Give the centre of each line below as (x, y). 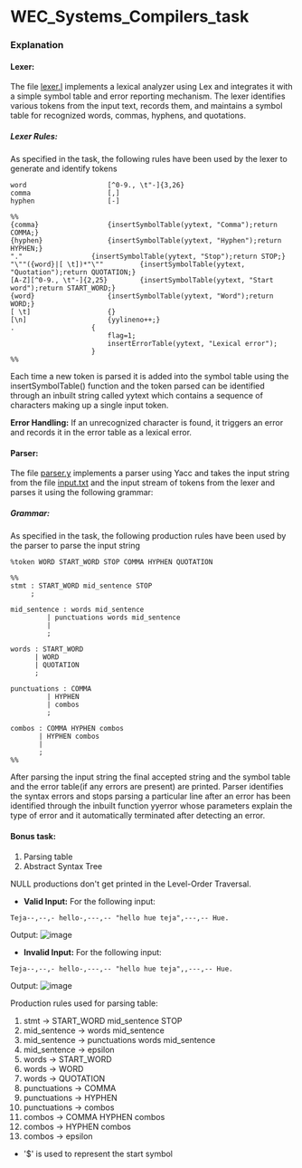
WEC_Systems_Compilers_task (130, 17)
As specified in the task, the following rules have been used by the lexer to (149, 159)
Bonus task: (33, 837)
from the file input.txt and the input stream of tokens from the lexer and (142, 483)
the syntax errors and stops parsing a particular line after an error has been (151, 796)
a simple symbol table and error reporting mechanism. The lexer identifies (148, 96)
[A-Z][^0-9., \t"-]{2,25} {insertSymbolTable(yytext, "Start (142, 281)
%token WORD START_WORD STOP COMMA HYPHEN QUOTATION (112, 562)
